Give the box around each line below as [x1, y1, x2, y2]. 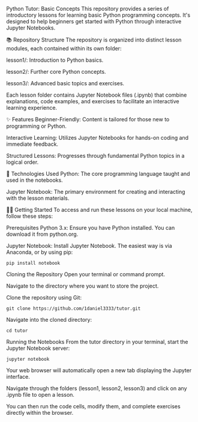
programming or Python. [6, 122, 67, 130]
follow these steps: [6, 213, 53, 220]
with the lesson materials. [6, 194, 70, 202]
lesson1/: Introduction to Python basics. [6, 56, 104, 64]
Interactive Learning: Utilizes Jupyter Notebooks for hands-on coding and [6, 134, 189, 141]
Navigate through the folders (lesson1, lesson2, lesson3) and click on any [6, 385, 187, 392]
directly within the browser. [6, 409, 74, 416]
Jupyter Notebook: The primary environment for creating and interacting [6, 188, 185, 195]
